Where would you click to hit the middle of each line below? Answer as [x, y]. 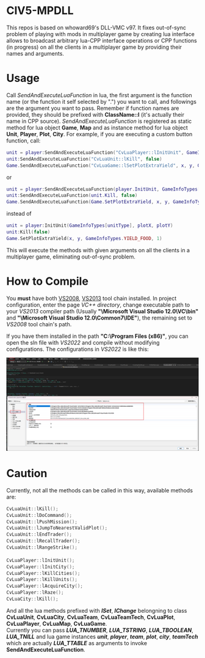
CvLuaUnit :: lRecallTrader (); [43, 541]
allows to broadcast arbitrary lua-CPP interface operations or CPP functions [102, 40]
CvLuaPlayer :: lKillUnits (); [42, 580]
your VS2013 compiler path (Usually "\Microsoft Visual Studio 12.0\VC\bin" [103, 311]
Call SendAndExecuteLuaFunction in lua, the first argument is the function [99, 95]
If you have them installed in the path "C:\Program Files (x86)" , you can [98, 336]
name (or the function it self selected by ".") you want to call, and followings [102, 101]
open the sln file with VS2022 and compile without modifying [83, 342]
